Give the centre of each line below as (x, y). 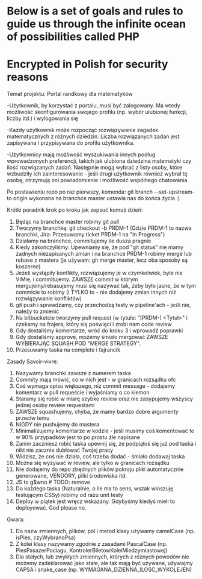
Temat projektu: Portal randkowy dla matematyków (70, 94)
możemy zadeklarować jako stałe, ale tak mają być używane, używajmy (104, 563)
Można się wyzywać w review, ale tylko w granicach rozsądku (93, 463)
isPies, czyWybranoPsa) (46, 537)
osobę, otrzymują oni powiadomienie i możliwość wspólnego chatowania (97, 180)
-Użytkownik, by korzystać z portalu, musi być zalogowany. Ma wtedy (94, 106)
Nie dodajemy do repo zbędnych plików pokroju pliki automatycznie (99, 469)
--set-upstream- (174, 192)
